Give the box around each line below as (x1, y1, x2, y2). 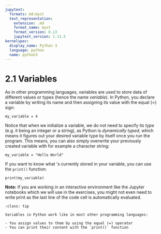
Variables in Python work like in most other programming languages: (5, 212, 148, 217)
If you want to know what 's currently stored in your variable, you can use (5, 161, 151, 167)
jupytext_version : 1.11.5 (14, 34, 66, 39)
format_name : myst (14, 25, 51, 30)
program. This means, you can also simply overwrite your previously (5, 138, 141, 144)
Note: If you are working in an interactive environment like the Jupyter (5, 184, 145, 190)
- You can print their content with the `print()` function (5, 225, 129, 230)
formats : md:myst (9, 12, 44, 17)
